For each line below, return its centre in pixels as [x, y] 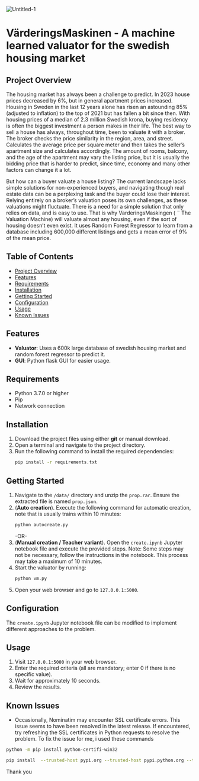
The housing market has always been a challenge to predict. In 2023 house [98, 94]
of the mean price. [29, 238]
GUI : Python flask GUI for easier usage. [62, 360]
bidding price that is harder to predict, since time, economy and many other [98, 164]
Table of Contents [40, 257]
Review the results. [38, 687]
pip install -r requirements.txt [56, 462]
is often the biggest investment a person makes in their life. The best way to [99, 126]
